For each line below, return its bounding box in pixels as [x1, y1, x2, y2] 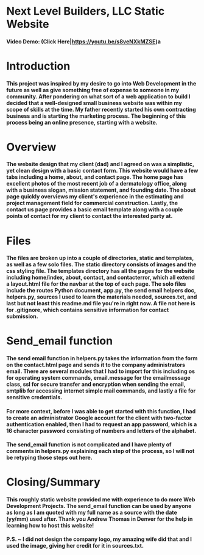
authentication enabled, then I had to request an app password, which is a [6, 420, 197, 428]
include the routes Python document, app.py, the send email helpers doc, [6, 287, 196, 294]
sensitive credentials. [6, 393, 63, 401]
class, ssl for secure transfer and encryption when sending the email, [6, 380, 186, 388]
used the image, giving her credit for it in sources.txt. [6, 542, 144, 550]
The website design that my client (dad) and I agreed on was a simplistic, [6, 161, 195, 168]
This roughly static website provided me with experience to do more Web [6, 496, 195, 503]
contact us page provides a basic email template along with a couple [6, 206, 183, 213]
